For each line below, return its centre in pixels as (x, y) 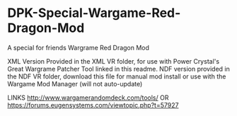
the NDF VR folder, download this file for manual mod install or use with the (117, 76)
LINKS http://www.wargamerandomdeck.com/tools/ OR (88, 98)
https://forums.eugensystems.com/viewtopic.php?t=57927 (93, 105)
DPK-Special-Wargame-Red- (94, 13)
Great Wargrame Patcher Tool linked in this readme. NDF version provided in (118, 69)
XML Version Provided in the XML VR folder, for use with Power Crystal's (114, 61)
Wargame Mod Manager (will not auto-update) (75, 83)
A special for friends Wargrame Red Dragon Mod (79, 47)
